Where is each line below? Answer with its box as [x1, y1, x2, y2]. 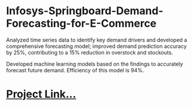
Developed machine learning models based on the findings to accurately [6, 60, 184, 68]
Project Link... [6, 88, 76, 101]
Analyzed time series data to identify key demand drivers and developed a [6, 36, 188, 43]
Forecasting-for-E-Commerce [6, 17, 157, 30]
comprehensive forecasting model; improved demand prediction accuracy [6, 43, 187, 50]
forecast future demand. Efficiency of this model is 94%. [6, 66, 144, 73]
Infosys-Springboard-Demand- [6, 4, 164, 18]
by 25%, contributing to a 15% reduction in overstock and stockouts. [6, 49, 173, 56]
